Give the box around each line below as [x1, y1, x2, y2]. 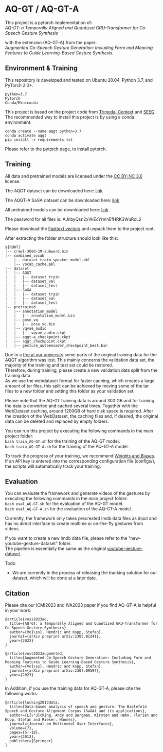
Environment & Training [5, 64, 78, 72]
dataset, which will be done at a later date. [12, 575, 97, 581]
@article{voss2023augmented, [5, 651, 64, 656]
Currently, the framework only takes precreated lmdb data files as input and [5, 515, 157, 522]
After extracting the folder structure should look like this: [5, 235, 118, 241]
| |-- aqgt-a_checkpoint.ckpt [5, 334, 71, 340]
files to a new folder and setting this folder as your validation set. [5, 388, 135, 394]
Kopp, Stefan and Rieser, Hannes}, [5, 717, 77, 722]
